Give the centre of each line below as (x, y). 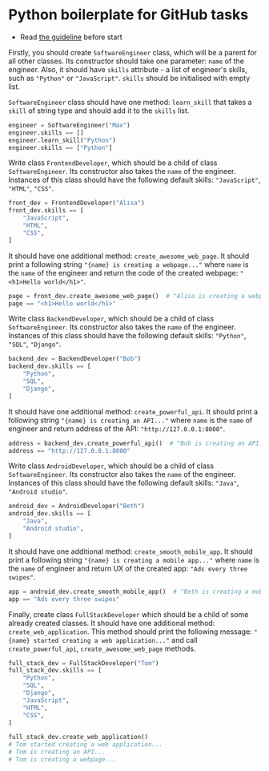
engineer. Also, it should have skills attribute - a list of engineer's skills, (128, 69)
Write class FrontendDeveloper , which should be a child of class (113, 163)
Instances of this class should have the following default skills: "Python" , (127, 336)
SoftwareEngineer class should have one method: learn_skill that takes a (130, 102)
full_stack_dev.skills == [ (55, 671)
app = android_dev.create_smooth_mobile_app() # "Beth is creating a (128, 591)
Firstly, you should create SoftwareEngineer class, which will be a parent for (133, 52)
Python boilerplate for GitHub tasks (128, 15)
